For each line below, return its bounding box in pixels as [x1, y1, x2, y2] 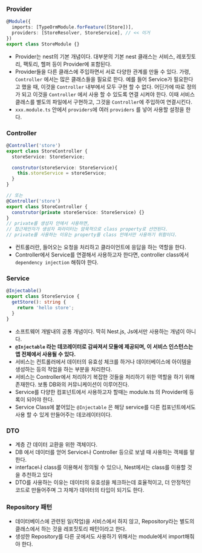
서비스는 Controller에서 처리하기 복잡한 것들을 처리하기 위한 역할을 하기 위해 [15, 373, 195, 380]
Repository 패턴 [6, 503, 53, 511]
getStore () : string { [11, 299, 67, 306]
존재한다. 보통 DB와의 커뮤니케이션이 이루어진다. [15, 381, 129, 388]
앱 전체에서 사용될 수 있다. [15, 350, 76, 358]
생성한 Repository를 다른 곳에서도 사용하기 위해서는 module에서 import [15, 533, 185, 540]
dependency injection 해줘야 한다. [15, 259, 99, 266]
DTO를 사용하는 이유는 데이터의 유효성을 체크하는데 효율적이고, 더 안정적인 [15, 479, 191, 486]
